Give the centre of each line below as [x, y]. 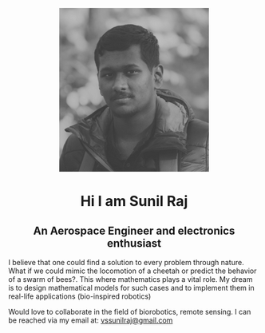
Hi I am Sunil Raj [134, 202]
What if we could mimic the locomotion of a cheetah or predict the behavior [132, 271]
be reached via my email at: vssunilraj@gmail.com [91, 320]
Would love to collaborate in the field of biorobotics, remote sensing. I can [130, 312]
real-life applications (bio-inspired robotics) [80, 296]
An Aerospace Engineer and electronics [134, 230]
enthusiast [134, 243]
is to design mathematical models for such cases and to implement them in [131, 288]
